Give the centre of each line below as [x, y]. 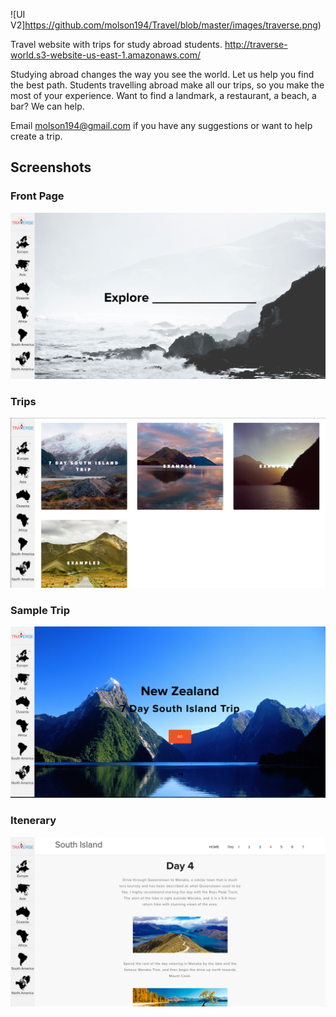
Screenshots [51, 167]
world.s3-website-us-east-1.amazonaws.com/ [106, 55]
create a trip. [36, 136]
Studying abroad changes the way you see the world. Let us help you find [162, 74]
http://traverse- [256, 44]
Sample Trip [40, 610]
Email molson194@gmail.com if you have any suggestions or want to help [161, 125]
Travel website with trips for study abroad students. [116, 44]
